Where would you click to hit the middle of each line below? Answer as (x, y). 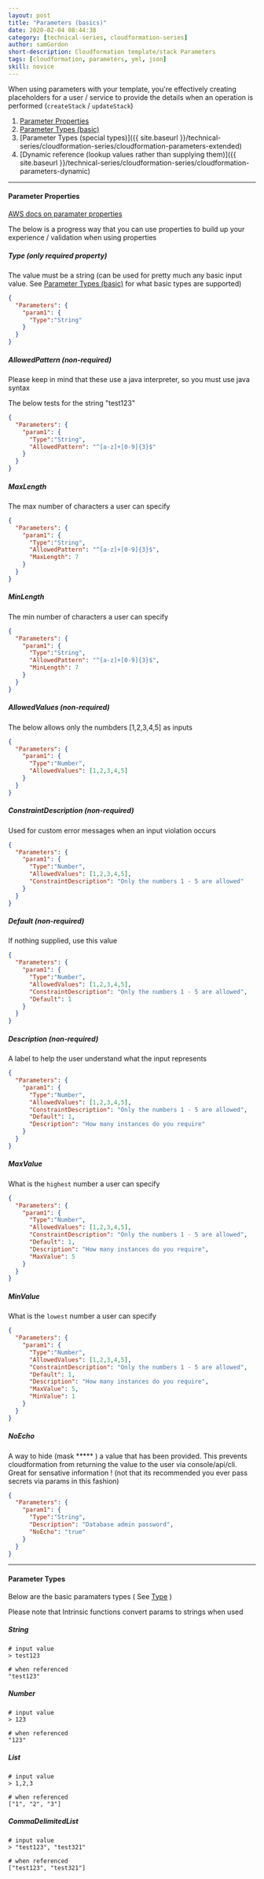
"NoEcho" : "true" (57, 1532)
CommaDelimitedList (43, 1822)
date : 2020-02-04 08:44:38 (52, 30)
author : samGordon (38, 45)
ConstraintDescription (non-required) (71, 811)
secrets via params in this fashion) (64, 1481)
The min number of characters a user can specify (88, 616)
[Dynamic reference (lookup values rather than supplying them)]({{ (128, 154)
